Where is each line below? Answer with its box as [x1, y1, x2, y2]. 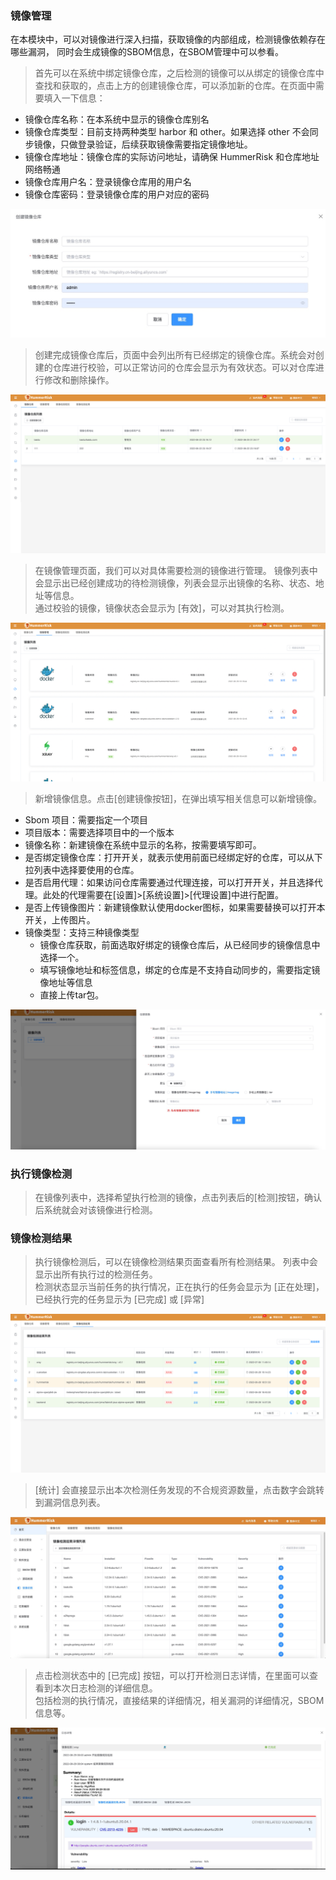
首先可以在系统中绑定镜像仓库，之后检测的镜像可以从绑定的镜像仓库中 [34, 67, 325, 79]
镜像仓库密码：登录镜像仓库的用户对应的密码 [24, 188, 210, 201]
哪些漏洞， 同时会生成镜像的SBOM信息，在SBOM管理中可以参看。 [10, 46, 284, 58]
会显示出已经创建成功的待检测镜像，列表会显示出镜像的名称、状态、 [34, 577, 316, 589]
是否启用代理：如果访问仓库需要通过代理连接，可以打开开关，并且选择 [24, 876, 315, 888]
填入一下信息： [43, 92, 106, 104]
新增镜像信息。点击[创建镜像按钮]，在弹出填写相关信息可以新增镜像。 [34, 792, 323, 804]
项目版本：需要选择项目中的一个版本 [24, 826, 175, 838]
